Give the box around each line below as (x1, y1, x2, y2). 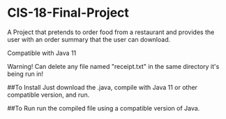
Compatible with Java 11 (7, 49, 77, 57)
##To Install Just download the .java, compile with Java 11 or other (7, 83, 197, 91)
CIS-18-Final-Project (7, 5, 129, 21)
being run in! (7, 70, 44, 78)
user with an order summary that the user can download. (7, 35, 171, 43)
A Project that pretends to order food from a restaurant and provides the (7, 28, 215, 36)
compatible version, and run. (7, 90, 90, 99)
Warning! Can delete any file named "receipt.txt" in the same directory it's (7, 62, 220, 70)
